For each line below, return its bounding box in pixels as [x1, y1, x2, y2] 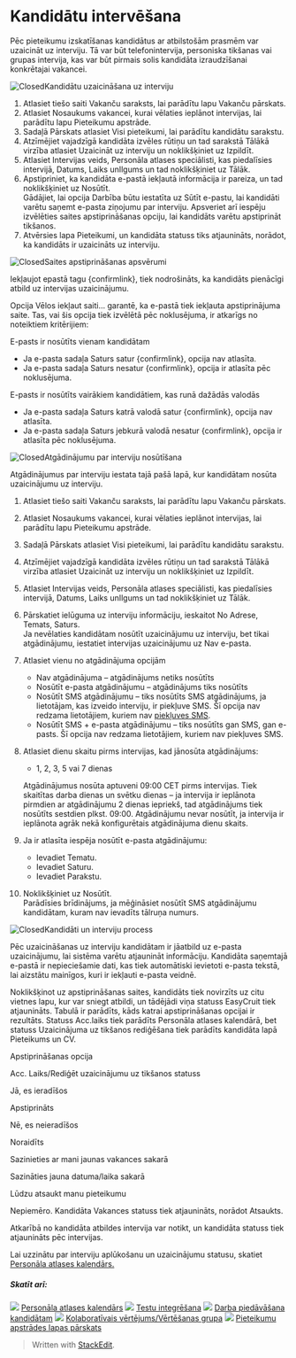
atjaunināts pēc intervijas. [10, 1231, 104, 1242]
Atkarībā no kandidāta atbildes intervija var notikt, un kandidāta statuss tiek [10, 1222, 285, 1233]
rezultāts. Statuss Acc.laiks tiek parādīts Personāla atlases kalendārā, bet [10, 1014, 277, 1025]
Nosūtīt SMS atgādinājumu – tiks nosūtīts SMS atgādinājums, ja [35, 691, 267, 702]
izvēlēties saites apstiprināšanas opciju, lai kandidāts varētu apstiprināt [22, 211, 282, 221]
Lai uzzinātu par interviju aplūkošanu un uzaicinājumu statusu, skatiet [10, 1249, 263, 1260]
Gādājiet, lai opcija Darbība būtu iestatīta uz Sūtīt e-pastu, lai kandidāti [22, 192, 280, 203]
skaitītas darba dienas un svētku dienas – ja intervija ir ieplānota [22, 789, 255, 800]
